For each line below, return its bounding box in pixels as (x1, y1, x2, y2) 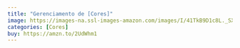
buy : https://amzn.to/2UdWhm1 (7, 30, 98, 37)
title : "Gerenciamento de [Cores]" (7, 10, 114, 18)
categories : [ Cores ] (7, 23, 69, 30)
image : (7, 17, 27, 24)
